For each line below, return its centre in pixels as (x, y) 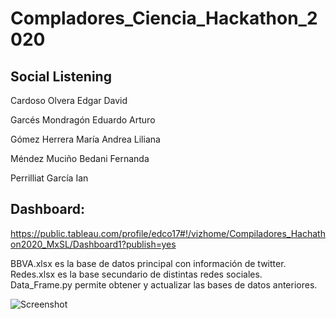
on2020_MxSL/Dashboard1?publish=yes (93, 244)
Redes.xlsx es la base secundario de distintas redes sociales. (136, 274)
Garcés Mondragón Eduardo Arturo (83, 120)
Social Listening (61, 76)
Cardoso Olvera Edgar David (69, 100)
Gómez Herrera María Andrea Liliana (85, 139)
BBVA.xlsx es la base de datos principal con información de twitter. (148, 263)
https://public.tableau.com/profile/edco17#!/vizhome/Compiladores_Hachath (168, 233)
